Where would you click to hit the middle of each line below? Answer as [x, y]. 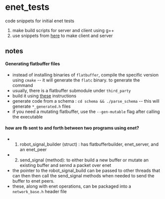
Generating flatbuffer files [33, 64]
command [23, 85]
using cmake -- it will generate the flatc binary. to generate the [76, 80]
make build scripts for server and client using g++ [63, 30]
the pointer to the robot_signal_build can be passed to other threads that [86, 170]
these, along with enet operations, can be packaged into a [72, 186]
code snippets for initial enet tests [40, 21]
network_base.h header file [39, 191]
